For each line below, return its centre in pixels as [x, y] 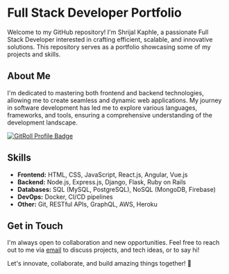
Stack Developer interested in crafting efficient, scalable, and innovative [110, 39]
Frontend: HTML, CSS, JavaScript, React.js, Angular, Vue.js [102, 175]
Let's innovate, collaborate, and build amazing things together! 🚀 [100, 264]
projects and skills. [34, 54]
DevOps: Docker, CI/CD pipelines [65, 197]
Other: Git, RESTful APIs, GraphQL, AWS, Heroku [87, 204]
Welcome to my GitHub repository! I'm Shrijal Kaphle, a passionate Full [108, 32]
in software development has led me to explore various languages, [102, 107]
